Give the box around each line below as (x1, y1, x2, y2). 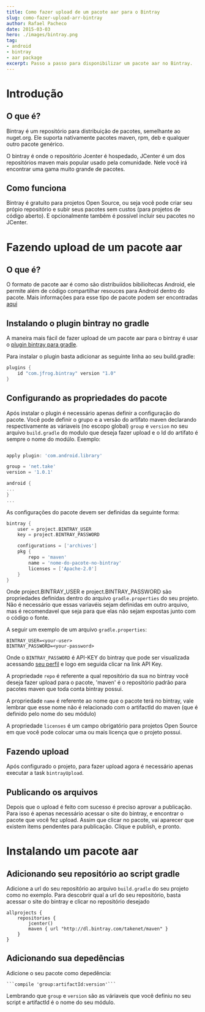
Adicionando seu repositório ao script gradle (6, 869, 181, 879)
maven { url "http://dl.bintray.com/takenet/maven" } (28, 926, 168, 932)
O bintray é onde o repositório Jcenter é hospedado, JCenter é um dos (6, 152, 185, 159)
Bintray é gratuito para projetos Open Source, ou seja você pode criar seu (6, 199, 193, 207)
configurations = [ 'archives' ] (17, 543, 97, 549)
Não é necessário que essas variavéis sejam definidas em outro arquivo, (6, 601, 189, 609)
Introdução (6, 86, 64, 101)
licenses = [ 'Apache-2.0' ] (28, 565, 97, 572)
